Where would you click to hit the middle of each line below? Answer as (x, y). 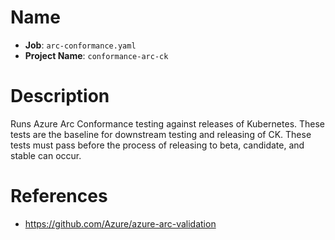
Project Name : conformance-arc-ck (96, 55)
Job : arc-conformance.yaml (80, 45)
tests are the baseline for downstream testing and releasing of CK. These (161, 134)
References (59, 196)
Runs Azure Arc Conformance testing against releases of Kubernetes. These (168, 123)
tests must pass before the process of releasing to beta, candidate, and (157, 145)
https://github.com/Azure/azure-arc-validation (120, 223)
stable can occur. (46, 155)
